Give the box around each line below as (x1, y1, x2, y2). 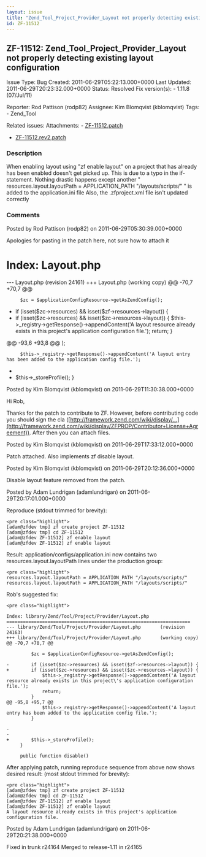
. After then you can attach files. (29, 429, 110, 436)
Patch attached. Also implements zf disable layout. (6, 452, 134, 460)
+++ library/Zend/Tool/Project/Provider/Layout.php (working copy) (6, 634, 199, 641)
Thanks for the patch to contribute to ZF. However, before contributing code (6, 409, 199, 417)
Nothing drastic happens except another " (34, 176, 141, 183)
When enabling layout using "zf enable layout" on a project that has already (6, 163, 197, 171)
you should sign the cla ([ (6, 415, 71, 423)
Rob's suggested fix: (6, 590, 58, 598)
